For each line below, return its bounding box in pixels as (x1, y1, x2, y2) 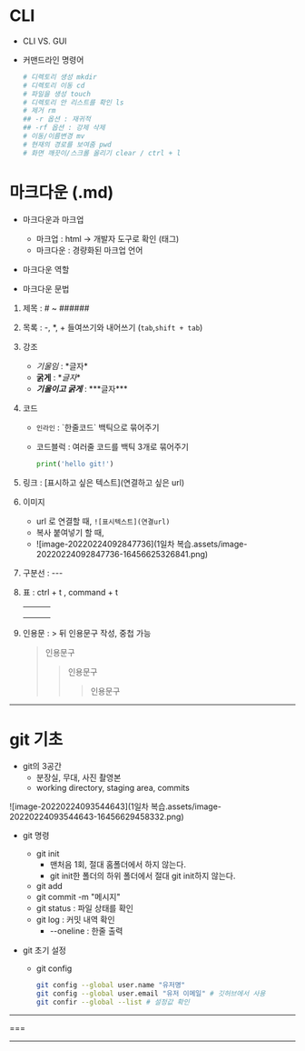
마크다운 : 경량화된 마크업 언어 (35, 245, 143, 255)
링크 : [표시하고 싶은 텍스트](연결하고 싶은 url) (22, 476, 184, 487)
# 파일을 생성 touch (22, 89, 91, 98)
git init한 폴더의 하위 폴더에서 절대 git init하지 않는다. (49, 870, 236, 882)
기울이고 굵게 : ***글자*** (35, 383, 128, 394)
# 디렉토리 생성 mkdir (22, 72, 97, 82)
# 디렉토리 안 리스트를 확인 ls (22, 97, 124, 107)
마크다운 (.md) (9, 182, 114, 203)
